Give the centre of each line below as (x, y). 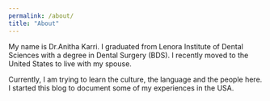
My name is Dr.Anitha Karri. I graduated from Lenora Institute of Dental (126, 46)
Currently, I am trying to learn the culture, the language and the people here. (135, 79)
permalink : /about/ (41, 16)
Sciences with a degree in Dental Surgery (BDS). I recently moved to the (129, 55)
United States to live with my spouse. (70, 63)
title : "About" (34, 23)
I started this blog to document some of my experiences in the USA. (121, 88)
